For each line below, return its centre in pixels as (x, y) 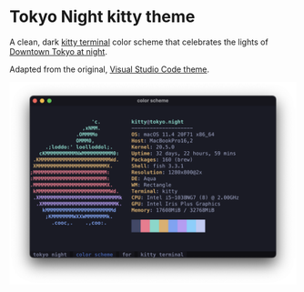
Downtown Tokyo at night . (58, 51)
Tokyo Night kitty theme (102, 17)
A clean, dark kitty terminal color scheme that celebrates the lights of (139, 42)
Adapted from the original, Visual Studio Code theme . (110, 69)
